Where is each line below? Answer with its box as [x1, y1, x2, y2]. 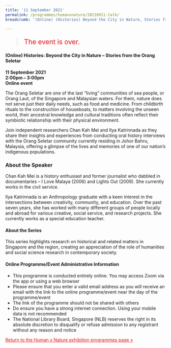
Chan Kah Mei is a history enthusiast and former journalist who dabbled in [5, 173, 160, 179]
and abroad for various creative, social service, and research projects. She [5, 210, 162, 216]
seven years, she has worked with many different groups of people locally [5, 205, 160, 211]
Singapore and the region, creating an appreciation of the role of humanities [5, 244, 164, 250]
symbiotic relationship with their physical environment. [5, 117, 120, 123]
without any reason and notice [12, 327, 77, 333]
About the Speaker [5, 161, 53, 169]
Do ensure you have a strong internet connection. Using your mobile [12, 305, 156, 311]
